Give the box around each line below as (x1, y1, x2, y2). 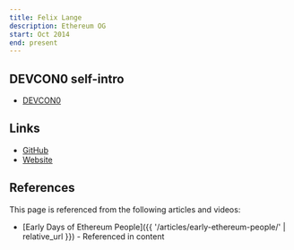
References (9, 180, 75, 195)
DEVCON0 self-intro (9, 71, 125, 86)
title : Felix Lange (9, 13, 82, 22)
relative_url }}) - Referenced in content (22, 230, 165, 242)
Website (22, 154, 54, 165)
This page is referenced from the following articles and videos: (9, 203, 241, 215)
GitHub (22, 144, 49, 155)
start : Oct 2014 (9, 30, 70, 39)
